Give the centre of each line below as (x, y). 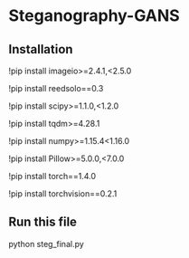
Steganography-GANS (94, 16)
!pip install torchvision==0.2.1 (63, 194)
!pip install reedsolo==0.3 (56, 88)
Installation (41, 49)
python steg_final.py (47, 244)
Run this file (43, 222)
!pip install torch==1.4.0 (52, 176)
